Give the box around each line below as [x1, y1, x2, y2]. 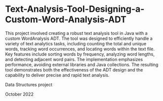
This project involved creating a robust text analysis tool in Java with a [5, 30, 148, 36]
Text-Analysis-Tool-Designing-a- [5, 3, 145, 15]
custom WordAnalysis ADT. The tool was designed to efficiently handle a [5, 35, 153, 41]
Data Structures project [5, 81, 53, 87]
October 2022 [5, 91, 33, 97]
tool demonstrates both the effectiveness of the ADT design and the [5, 67, 143, 72]
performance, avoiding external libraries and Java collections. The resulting [5, 62, 159, 67]
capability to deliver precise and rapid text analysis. [5, 72, 110, 78]
